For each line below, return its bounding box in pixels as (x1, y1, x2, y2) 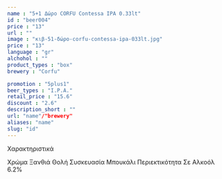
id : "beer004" (7, 17, 51, 23)
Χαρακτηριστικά (7, 144, 54, 153)
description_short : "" (7, 106, 76, 113)
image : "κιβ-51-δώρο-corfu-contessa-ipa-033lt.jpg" (7, 36, 163, 43)
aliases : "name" (7, 119, 54, 126)
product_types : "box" (7, 62, 73, 68)
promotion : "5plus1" (7, 80, 70, 87)
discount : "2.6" (7, 100, 58, 107)
